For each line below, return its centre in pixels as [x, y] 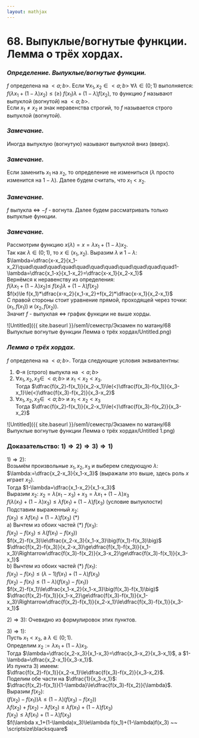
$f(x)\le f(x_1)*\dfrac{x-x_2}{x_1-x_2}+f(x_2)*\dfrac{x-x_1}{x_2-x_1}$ [90, 293]
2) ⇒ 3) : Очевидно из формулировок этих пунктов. [71, 620]
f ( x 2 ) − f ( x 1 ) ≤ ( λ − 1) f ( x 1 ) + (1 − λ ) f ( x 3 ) [53, 574]
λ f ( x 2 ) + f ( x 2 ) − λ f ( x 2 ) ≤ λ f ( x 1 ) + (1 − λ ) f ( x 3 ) [60, 708]
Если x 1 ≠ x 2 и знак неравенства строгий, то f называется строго [90, 108]
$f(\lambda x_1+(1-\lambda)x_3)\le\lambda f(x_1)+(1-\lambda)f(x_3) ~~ [92, 722]
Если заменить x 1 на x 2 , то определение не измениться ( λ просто [91, 173]
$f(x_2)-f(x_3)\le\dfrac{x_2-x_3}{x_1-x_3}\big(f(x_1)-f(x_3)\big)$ [84, 541]
